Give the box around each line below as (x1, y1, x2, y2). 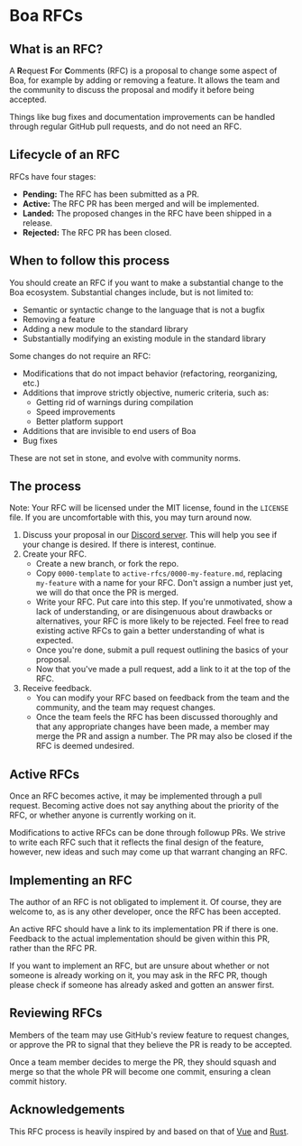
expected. (35, 635, 74, 646)
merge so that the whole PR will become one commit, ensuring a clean (9, 1066, 271, 1077)
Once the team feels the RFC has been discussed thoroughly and (35, 712, 279, 723)
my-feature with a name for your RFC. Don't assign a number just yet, (35, 578, 294, 588)
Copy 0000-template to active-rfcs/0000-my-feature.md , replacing (35, 568, 283, 578)
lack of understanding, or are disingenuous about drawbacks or (35, 606, 273, 617)
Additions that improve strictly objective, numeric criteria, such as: (22, 387, 270, 398)
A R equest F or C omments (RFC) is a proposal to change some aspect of (9, 65, 278, 76)
